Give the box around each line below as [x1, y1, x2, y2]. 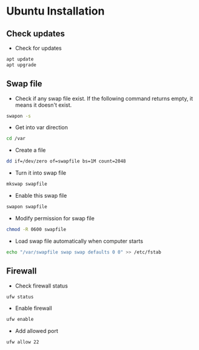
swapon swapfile [6, 204, 47, 210]
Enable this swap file [15, 192, 67, 200]
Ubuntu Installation [6, 4, 105, 18]
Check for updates [15, 44, 62, 52]
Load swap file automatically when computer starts [15, 237, 144, 244]
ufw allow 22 [6, 339, 39, 345]
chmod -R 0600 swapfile [6, 226, 67, 232]
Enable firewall [15, 305, 53, 312]
